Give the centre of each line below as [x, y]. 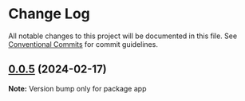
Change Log [49, 14]
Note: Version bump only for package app [77, 88]
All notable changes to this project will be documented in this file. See [123, 36]
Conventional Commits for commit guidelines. [83, 44]
